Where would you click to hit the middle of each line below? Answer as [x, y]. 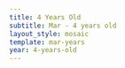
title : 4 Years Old [45, 17]
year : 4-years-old [43, 50]
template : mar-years [47, 42]
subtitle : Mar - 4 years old [63, 26]
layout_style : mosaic [49, 34]
